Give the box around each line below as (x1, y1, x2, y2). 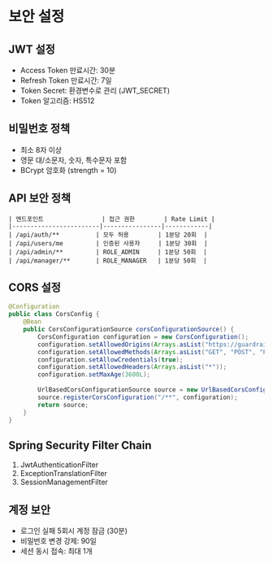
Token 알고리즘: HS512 (19, 96, 95, 106)
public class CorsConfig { (8, 310, 100, 318)
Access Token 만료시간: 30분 (19, 66, 116, 75)
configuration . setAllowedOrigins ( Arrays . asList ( (37, 340, 206, 349)
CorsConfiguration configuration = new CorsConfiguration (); (37, 332, 249, 341)
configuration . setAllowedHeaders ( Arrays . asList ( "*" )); (37, 363, 227, 371)
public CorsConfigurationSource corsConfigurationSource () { (23, 326, 234, 334)
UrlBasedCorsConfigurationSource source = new (37, 386, 198, 394)
